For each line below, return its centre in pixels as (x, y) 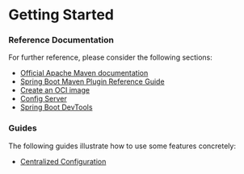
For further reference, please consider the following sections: (110, 57)
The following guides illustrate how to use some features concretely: (122, 146)
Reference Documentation (61, 40)
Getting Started (61, 15)
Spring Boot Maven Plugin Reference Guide (92, 81)
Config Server (43, 99)
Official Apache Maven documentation (84, 73)
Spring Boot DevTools (56, 107)
